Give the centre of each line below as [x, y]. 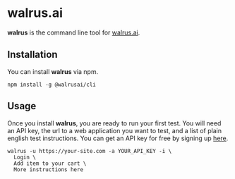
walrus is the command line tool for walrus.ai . [74, 32]
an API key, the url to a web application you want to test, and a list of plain [115, 130]
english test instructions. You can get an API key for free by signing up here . [118, 138]
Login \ [25, 157]
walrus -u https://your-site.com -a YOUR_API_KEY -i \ [90, 151]
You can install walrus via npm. [53, 71]
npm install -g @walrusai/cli [52, 85]
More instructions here [48, 169]
